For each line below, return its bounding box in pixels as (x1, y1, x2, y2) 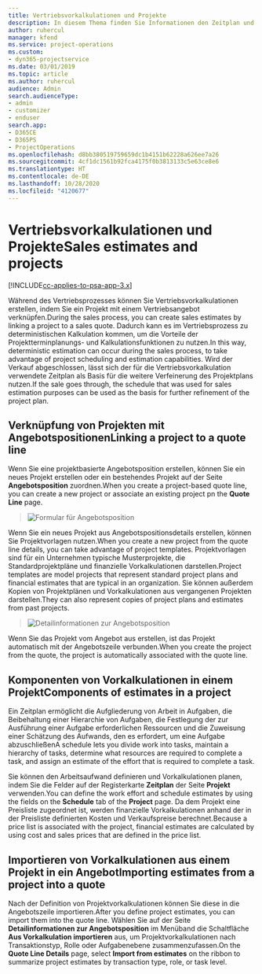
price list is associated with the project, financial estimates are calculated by (8, 822, 255, 832)
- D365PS (8, 135, 37, 144)
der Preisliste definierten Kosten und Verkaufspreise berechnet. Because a (8, 814, 248, 823)
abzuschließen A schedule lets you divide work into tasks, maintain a (8, 740, 229, 750)
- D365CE (8, 128, 37, 136)
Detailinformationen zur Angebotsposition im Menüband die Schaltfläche (8, 924, 249, 933)
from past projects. (8, 603, 70, 613)
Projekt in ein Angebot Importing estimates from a (8, 865, 255, 879)
